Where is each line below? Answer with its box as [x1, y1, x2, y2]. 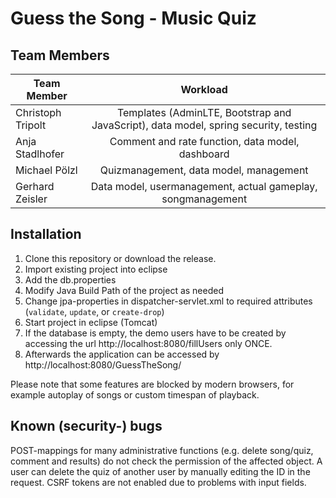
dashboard [178, 147, 230, 161]
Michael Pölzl [15, 163, 78, 177]
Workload [180, 83, 228, 96]
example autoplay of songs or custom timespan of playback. [10, 388, 260, 401]
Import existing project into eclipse [24, 263, 168, 275]
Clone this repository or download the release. [24, 252, 217, 264]
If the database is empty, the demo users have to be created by [24, 327, 287, 339]
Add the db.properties [24, 273, 117, 286]
